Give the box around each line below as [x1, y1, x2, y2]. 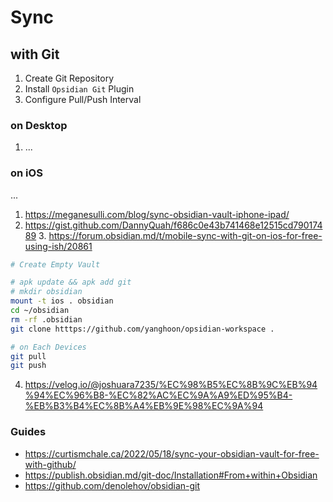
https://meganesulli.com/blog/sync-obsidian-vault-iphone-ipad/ [24, 208, 290, 220]
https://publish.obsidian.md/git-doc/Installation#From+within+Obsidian [24, 469, 318, 481]
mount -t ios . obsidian [10, 296, 114, 306]
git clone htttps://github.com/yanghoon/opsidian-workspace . [10, 324, 275, 334]
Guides [10, 425, 47, 439]
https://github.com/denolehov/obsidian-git [24, 479, 201, 491]
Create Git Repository [24, 72, 115, 84]
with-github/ [24, 458, 77, 470]
